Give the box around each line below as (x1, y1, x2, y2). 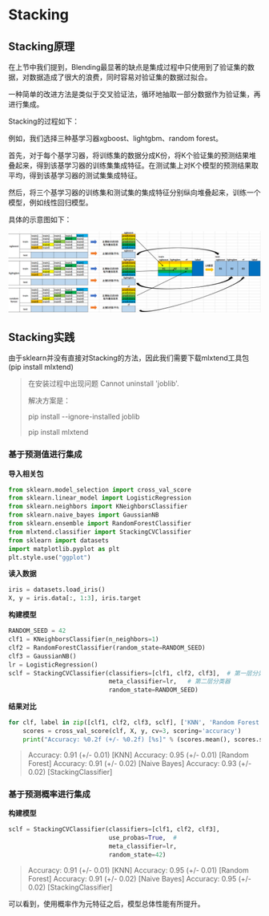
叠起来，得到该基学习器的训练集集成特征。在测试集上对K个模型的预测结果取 (8, 160, 259, 170)
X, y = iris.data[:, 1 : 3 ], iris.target (8, 594, 142, 602)
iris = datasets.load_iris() (8, 586, 106, 594)
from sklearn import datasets (8, 536, 110, 545)
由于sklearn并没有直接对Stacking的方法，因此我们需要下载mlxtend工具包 (8, 353, 250, 363)
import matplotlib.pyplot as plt (8, 545, 120, 553)
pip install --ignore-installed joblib (27, 411, 140, 422)
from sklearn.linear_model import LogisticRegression (8, 494, 192, 502)
